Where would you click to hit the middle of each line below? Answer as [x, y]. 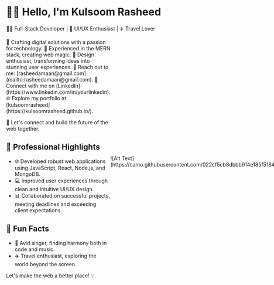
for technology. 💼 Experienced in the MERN [58, 48]
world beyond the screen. [46, 264]
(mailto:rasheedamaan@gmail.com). [50, 79]
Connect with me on [30, 86]
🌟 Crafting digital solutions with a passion [56, 42]
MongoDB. [28, 174]
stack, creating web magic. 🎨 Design [50, 55]
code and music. [35, 249]
